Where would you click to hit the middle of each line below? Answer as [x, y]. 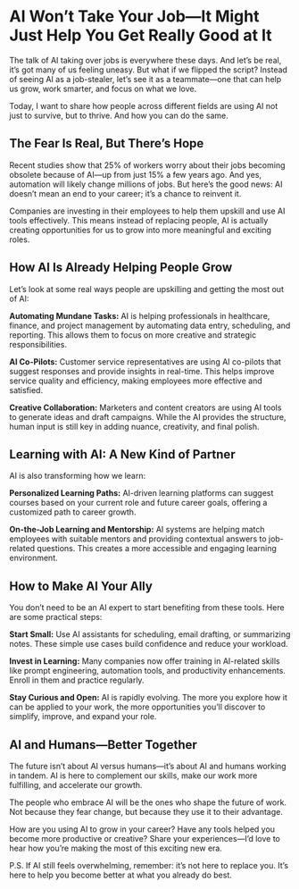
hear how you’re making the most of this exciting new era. [116, 848]
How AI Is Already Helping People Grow [121, 268]
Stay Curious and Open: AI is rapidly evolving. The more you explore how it [148, 698]
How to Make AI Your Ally [81, 586]
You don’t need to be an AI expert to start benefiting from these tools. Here [147, 608]
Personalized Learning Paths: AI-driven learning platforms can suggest [141, 493]
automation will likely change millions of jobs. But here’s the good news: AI [146, 184]
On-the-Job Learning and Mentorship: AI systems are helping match [137, 530]
